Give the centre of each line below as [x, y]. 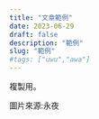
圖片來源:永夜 [35, 105]
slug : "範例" [32, 51]
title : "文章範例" [41, 18]
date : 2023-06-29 [42, 26]
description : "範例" [46, 43]
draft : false [34, 34]
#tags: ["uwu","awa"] [50, 59]
